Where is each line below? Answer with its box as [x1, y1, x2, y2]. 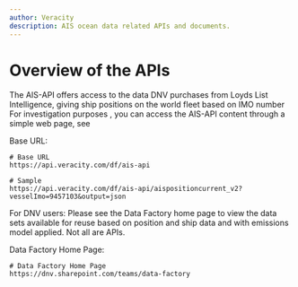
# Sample [9, 177, 42, 186]
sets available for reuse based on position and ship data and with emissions [9, 217, 289, 229]
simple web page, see [9, 118, 91, 129]
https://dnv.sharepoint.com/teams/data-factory [9, 270, 191, 279]
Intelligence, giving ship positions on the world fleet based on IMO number [9, 100, 285, 110]
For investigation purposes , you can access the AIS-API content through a [9, 109, 285, 119]
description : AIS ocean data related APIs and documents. [9, 22, 231, 30]
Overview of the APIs [9, 60, 171, 81]
